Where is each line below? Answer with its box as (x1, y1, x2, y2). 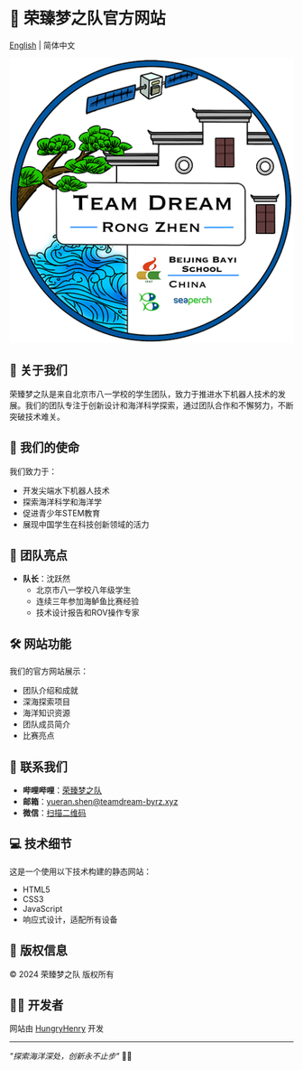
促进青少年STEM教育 (22, 507, 101, 518)
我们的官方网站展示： (9, 665, 88, 677)
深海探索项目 (22, 696, 70, 707)
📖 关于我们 (9, 363, 68, 378)
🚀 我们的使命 (9, 440, 79, 456)
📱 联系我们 (9, 759, 68, 775)
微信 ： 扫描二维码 (22, 807, 87, 818)
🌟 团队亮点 (9, 547, 68, 563)
